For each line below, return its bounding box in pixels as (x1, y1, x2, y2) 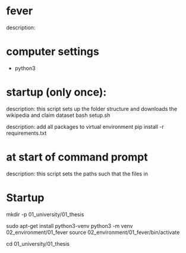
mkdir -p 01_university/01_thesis (6, 211, 84, 218)
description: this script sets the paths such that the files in (6, 170, 149, 177)
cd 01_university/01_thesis (6, 240, 70, 247)
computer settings (6, 45, 99, 58)
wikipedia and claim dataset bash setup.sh (6, 112, 111, 119)
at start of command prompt (6, 150, 148, 163)
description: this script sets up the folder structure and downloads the (6, 105, 177, 112)
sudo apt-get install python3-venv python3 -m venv (6, 222, 133, 229)
